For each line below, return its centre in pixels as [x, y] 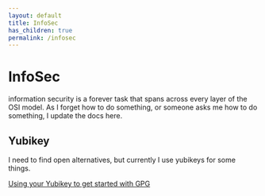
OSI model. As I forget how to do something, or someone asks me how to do [133, 107]
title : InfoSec [33, 23]
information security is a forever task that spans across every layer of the [128, 99]
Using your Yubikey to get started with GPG [79, 184]
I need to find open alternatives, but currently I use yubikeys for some [122, 160]
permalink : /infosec [42, 38]
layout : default [35, 15]
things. [19, 168]
